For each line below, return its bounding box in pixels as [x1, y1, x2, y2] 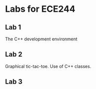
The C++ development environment [5, 36, 78, 42]
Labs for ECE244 [5, 3, 75, 15]
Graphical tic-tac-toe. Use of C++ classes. [5, 63, 92, 69]
